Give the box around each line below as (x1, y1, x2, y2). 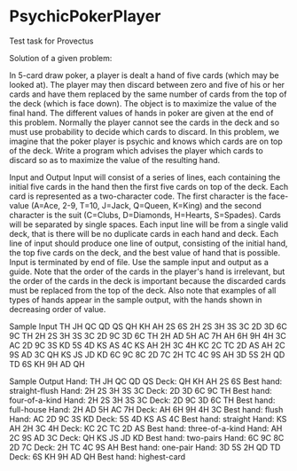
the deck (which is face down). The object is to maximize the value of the (9, 98, 277, 108)
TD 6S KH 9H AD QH (9, 358, 86, 369)
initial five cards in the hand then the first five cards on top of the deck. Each (9, 181, 289, 192)
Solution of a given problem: (9, 52, 113, 63)
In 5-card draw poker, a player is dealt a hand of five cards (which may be (9, 69, 279, 81)
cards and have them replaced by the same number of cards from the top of (9, 89, 287, 99)
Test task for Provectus (9, 35, 95, 46)
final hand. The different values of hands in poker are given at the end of (9, 107, 274, 118)
